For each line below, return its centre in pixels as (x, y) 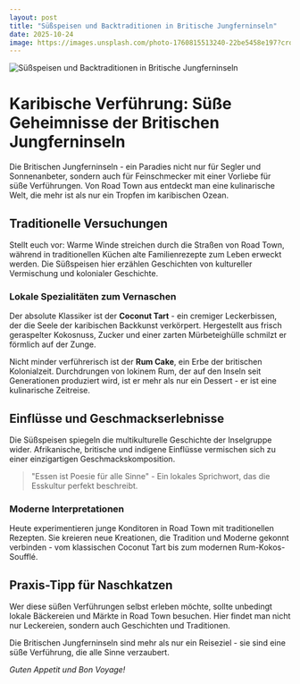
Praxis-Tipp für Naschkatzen (91, 585)
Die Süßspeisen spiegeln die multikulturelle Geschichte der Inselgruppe (141, 440)
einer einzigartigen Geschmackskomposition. (92, 459)
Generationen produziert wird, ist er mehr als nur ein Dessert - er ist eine (143, 381)
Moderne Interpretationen (67, 509)
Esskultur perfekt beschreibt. (84, 486)
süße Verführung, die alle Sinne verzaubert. (89, 653)
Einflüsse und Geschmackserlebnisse (117, 418)
